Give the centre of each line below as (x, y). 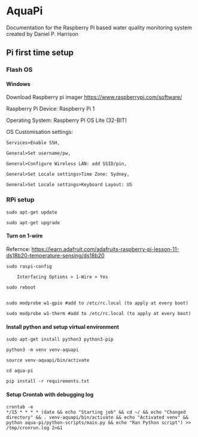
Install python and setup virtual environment (63, 326)
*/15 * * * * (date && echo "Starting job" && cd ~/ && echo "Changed (96, 412)
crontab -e (20, 407)
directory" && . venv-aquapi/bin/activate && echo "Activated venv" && (97, 418)
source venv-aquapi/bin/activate (48, 360)
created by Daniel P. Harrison (42, 33)
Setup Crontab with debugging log (50, 394)
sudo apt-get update (32, 212)
